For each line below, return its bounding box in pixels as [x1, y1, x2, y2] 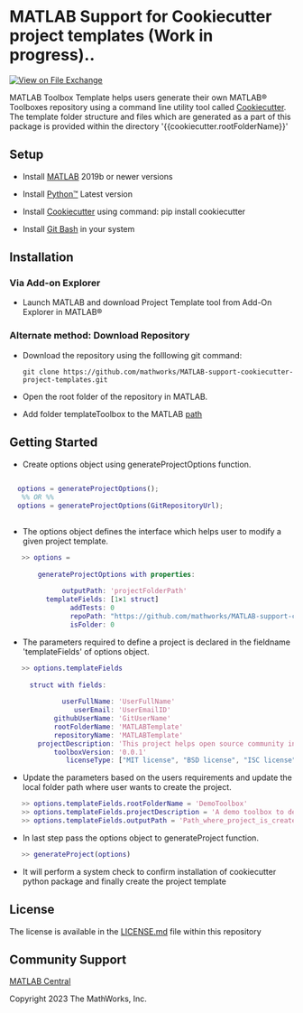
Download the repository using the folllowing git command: [22, 349, 243, 360]
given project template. [22, 535, 109, 546]
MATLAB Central [9, 976, 71, 987]
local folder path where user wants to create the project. [22, 782, 232, 793]
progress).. [9, 45, 96, 65]
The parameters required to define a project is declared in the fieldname [22, 637, 291, 647]
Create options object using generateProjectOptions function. [22, 459, 252, 469]
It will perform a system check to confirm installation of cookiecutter [22, 866, 277, 877]
